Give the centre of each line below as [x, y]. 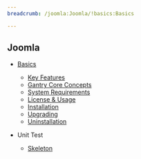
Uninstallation [47, 122]
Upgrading [43, 114]
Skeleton [40, 149]
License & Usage [51, 100]
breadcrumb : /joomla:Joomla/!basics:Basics [71, 13]
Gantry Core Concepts [59, 85]
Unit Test [30, 135]
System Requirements [59, 92]
